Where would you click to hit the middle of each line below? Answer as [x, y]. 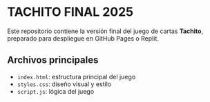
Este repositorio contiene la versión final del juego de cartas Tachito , [105, 31]
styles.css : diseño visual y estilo [64, 84]
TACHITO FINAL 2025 [70, 12]
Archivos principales [53, 60]
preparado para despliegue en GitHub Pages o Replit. [83, 38]
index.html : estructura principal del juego [76, 76]
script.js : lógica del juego [56, 91]
